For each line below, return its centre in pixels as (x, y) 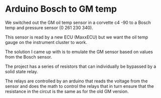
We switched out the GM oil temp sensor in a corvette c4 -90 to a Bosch (78, 22)
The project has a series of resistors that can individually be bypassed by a (81, 66)
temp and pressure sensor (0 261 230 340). (49, 27)
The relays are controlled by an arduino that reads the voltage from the (76, 81)
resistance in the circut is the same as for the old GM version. (67, 91)
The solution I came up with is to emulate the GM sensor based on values (79, 52)
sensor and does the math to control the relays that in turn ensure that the (80, 86)
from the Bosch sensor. (29, 57)
